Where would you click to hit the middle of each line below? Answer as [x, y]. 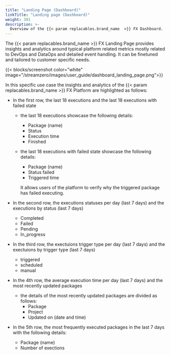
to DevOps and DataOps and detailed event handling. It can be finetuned [82, 55]
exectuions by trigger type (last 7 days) [54, 250]
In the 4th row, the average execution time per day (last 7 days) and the [88, 281]
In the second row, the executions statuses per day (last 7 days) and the [88, 203]
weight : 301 [18, 19]
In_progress [33, 235]
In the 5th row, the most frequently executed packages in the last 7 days [89, 327]
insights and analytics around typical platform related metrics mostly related [85, 49]
